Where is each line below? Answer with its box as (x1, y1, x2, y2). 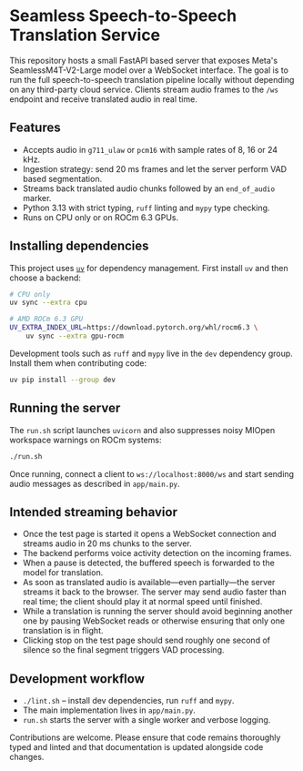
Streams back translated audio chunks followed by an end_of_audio (22, 183, 276, 194)
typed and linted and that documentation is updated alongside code (9, 742, 264, 753)
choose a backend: (9, 272, 82, 283)
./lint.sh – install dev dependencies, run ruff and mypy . (22, 695, 235, 706)
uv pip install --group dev (9, 375, 116, 384)
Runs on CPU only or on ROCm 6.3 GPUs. (22, 211, 179, 223)
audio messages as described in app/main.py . (9, 478, 180, 489)
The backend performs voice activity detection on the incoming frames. (22, 548, 292, 559)
